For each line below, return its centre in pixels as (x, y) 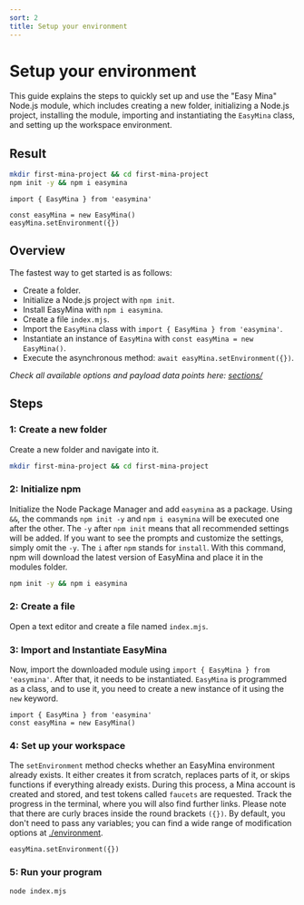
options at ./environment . (56, 833)
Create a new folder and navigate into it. (84, 449)
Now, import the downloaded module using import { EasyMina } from (140, 670)
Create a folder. (52, 290)
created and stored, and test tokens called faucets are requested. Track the (151, 794)
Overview (38, 251)
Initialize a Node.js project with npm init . (98, 299)
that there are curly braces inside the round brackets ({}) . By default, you (147, 813)
